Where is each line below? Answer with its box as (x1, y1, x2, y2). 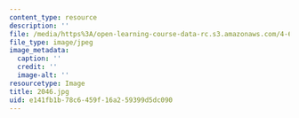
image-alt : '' (17, 71, 69, 80)
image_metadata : (9, 46, 69, 55)
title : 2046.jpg (9, 87, 69, 96)
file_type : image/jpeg (9, 37, 93, 47)
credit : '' (17, 63, 58, 72)
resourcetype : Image (9, 79, 86, 88)
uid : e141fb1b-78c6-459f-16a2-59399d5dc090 (9, 95, 174, 105)
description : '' (9, 21, 69, 30)
